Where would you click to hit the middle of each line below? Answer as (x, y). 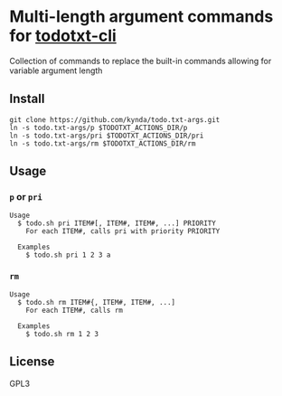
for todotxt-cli (63, 36)
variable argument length (56, 71)
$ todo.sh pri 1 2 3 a (68, 255)
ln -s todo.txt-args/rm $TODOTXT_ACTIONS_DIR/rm (103, 143)
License (32, 362)
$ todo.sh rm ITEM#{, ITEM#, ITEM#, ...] (97, 302)
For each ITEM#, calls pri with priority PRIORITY (123, 231)
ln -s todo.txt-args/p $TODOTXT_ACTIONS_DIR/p (99, 127)
